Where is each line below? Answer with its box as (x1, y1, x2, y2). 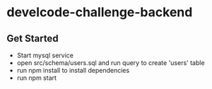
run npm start (16, 73, 57, 82)
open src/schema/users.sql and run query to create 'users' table (16, 59, 206, 67)
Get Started (6, 32, 59, 44)
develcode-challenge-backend (6, 4, 193, 20)
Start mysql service (16, 51, 73, 59)
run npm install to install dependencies (16, 66, 130, 74)
